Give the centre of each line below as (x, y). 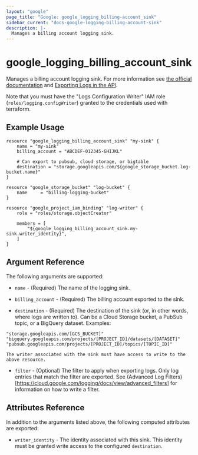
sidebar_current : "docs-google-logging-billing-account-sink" (84, 22)
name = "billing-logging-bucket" (63, 192)
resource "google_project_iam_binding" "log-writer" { (75, 208)
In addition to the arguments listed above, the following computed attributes (98, 422)
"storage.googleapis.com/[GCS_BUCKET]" (55, 334)
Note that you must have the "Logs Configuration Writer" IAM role (86, 97)
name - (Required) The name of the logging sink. (72, 288)
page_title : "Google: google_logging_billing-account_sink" (82, 17)
